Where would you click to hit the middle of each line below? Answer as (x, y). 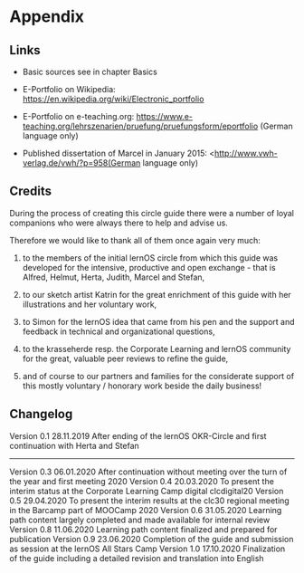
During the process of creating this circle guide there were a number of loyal (152, 213)
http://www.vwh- (246, 153)
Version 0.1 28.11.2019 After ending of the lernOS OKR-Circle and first (138, 435)
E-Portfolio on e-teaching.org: (78, 116)
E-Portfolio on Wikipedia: (69, 89)
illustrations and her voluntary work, (90, 304)
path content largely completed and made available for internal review (140, 520)
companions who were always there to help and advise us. (119, 223)
